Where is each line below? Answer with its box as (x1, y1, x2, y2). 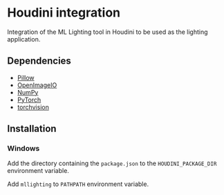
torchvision (17, 102, 50, 111)
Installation (7, 123, 57, 135)
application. (7, 35, 41, 43)
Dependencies (7, 55, 71, 67)
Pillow (17, 73, 35, 82)
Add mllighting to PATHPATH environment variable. (7, 180, 149, 188)
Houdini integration (7, 5, 121, 21)
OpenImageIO (17, 81, 57, 89)
